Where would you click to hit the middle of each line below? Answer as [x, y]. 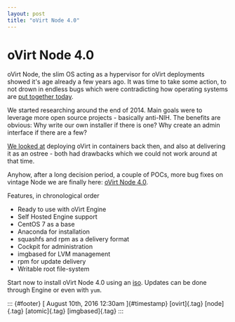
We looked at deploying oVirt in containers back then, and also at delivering [116, 146]
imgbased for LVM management [64, 254]
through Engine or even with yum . [55, 290]
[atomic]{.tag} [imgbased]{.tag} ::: [75, 311]
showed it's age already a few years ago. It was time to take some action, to [117, 82]
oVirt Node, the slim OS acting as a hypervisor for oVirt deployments [106, 74]
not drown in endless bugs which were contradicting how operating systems [117, 89]
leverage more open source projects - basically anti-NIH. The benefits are [114, 118]
